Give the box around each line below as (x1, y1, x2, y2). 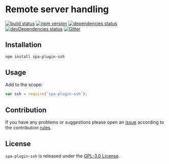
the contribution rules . (5, 125, 52, 131)
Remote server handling (5, 4, 109, 15)
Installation (5, 41, 42, 49)
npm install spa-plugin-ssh (5, 54, 65, 59)
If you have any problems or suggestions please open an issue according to (5, 119, 164, 125)
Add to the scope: (5, 81, 43, 88)
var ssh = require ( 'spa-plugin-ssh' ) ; (5, 92, 88, 97)
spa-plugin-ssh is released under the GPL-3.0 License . (5, 153, 120, 159)
